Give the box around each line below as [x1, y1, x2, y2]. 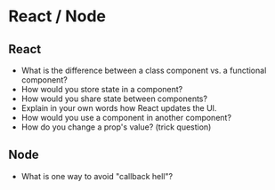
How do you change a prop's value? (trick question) [20, 122, 212, 132]
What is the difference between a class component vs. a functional [20, 65, 267, 75]
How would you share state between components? [20, 93, 208, 104]
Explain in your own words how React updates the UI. [20, 103, 217, 113]
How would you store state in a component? [20, 84, 183, 94]
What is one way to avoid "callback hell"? [20, 170, 174, 181]
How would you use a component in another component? [20, 113, 232, 123]
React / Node [8, 6, 106, 27]
